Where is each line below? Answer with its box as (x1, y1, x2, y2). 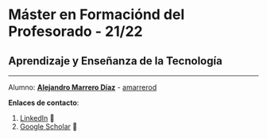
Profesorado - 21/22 (8, 22, 143, 41)
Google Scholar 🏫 (19, 122, 78, 131)
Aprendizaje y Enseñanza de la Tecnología (8, 54, 222, 68)
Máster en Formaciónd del (8, 6, 185, 24)
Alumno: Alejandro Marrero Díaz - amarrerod (8, 83, 157, 92)
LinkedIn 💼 (19, 114, 55, 122)
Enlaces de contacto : (8, 98, 79, 107)
